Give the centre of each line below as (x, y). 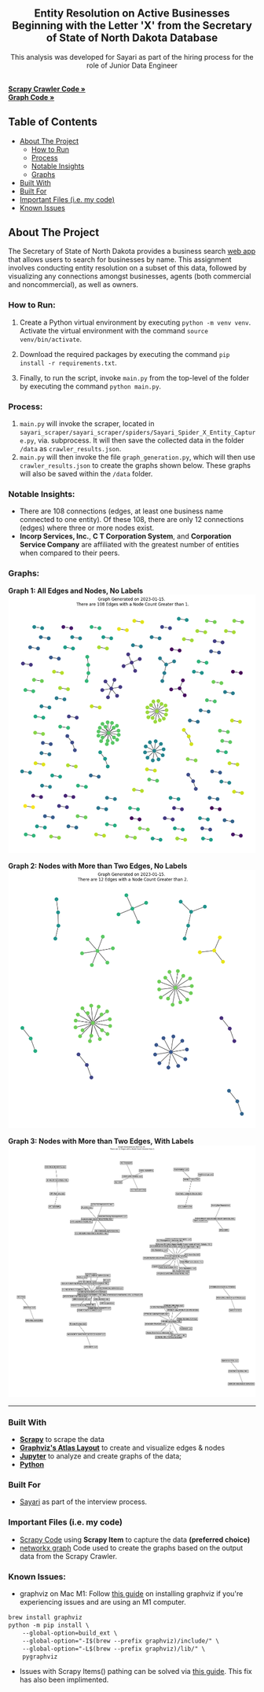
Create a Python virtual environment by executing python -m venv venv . (135, 322)
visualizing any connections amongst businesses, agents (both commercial (130, 276)
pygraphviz (40, 1657)
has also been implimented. (64, 1679)
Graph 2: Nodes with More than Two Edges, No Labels (98, 866)
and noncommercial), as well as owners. (73, 285)
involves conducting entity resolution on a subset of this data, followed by (128, 268)
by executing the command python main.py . (90, 386)
